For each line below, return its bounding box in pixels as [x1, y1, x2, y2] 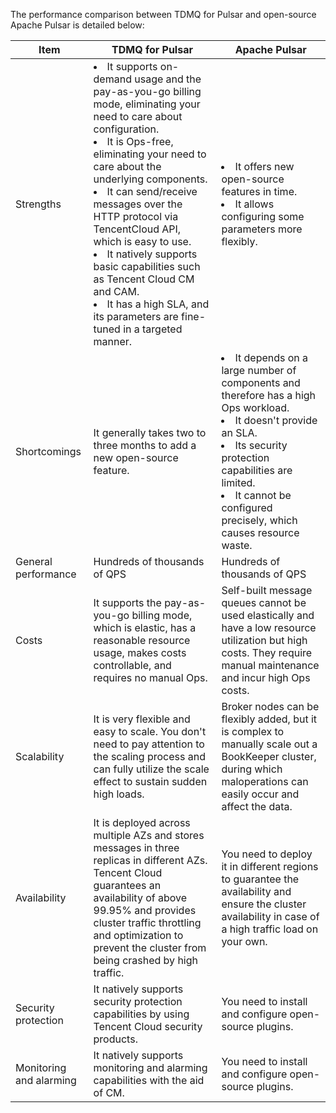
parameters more [221, 222, 303, 236]
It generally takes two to [93, 426, 207, 439]
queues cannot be [221, 596, 307, 609]
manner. [93, 335, 133, 348]
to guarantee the [221, 872, 300, 886]
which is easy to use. [93, 235, 192, 248]
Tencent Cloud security [93, 1020, 203, 1033]
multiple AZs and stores [93, 829, 205, 842]
